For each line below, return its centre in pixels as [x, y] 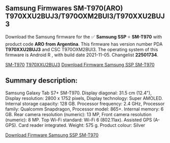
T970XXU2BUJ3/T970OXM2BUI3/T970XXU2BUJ [85, 16]
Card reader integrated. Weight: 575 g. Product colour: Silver [82, 125]
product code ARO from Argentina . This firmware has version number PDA [84, 44]
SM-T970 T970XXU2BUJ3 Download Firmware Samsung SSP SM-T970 [80, 64]
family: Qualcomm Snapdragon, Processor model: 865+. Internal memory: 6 [84, 109]
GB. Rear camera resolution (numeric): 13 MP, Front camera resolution [78, 114]
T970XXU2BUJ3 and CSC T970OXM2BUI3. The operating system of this [82, 49]
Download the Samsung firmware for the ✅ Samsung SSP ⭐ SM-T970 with [84, 37]
